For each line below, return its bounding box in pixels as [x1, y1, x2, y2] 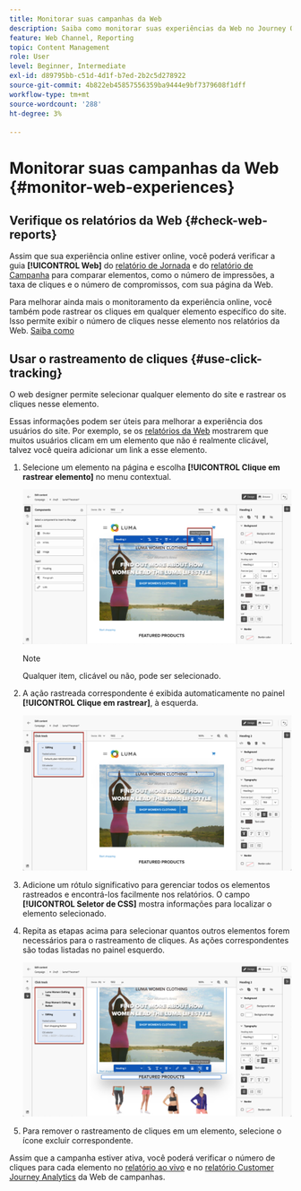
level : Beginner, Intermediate [9, 62, 126, 71]
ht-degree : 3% [9, 109, 63, 118]
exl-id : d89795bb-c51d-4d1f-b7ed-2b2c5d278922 [9, 72, 186, 81]
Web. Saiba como [9, 326, 74, 336]
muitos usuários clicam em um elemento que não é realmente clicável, [9, 435, 269, 446]
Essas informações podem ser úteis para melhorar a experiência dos [9, 416, 263, 427]
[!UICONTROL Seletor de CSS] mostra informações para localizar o [21, 898, 272, 909]
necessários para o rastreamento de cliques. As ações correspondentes [21, 935, 289, 945]
